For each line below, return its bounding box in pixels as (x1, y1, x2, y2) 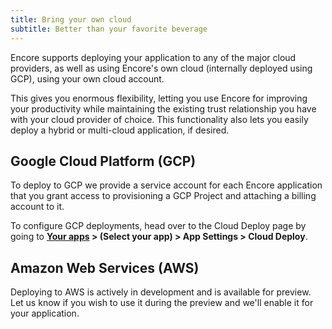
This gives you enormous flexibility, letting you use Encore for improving (10, 92, 308, 104)
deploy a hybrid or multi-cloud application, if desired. (10, 124, 230, 136)
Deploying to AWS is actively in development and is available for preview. (10, 286, 312, 298)
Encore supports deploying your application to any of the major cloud (10, 51, 297, 63)
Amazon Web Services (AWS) (10, 259, 200, 276)
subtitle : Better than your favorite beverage (10, 24, 208, 34)
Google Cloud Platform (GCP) (10, 152, 197, 170)
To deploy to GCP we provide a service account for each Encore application (10, 179, 323, 191)
